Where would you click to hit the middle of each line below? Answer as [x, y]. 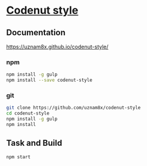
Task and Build [34, 143]
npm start [19, 157]
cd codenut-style [28, 113]
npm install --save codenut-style [49, 80]
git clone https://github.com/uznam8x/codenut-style [73, 108]
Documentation [36, 33]
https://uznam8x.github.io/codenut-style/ [58, 47]
